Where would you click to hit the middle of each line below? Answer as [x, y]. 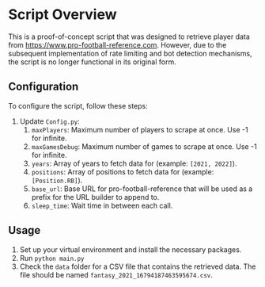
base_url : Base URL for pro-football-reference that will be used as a [142, 189]
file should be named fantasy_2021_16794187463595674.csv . [116, 274]
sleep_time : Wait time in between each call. [102, 205]
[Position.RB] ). [57, 180]
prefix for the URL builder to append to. [95, 197]
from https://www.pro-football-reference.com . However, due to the [117, 44]
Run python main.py [52, 258]
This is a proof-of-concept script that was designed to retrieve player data [129, 36]
